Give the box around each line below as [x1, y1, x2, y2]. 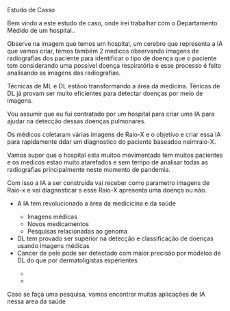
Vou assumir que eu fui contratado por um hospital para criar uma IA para [7, 110, 215, 118]
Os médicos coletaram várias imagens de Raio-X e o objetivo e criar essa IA [7, 130, 221, 138]
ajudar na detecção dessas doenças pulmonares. [7, 117, 146, 125]
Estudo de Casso [7, 6, 55, 14]
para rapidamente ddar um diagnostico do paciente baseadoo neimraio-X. [7, 138, 216, 146]
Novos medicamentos [27, 220, 89, 228]
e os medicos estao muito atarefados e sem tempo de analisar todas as [7, 158, 209, 166]
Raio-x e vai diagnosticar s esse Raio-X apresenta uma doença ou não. [7, 186, 207, 194]
